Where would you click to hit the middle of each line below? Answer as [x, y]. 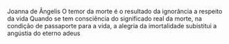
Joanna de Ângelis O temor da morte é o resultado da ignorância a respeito [115, 11]
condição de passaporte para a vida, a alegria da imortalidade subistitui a [112, 26]
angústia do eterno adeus [44, 33]
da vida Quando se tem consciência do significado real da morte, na [105, 19]
